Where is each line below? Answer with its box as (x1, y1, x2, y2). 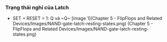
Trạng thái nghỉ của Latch (5, 4, 69, 11)
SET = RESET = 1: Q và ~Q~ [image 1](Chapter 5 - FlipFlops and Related (12, 15, 162, 21)
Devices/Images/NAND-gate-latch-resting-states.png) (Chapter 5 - (12, 20, 153, 26)
